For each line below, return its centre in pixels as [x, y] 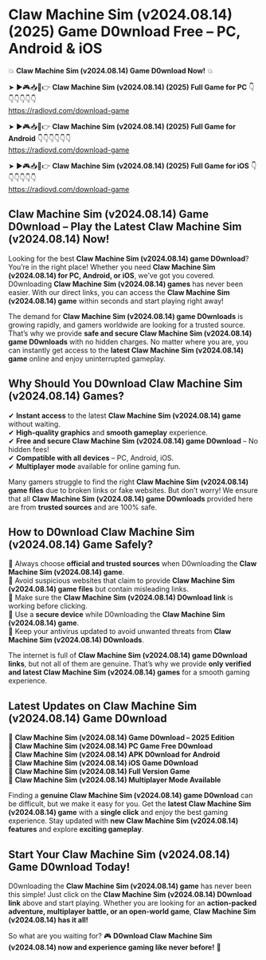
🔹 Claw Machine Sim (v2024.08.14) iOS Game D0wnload [104, 763]
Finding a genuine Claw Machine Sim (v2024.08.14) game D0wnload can [131, 796]
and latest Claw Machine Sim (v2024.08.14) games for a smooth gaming [129, 672]
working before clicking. [48, 606]
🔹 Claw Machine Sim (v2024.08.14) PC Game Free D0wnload [111, 746]
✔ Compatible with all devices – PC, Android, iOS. [91, 458]
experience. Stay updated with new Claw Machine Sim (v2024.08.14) [123, 821]
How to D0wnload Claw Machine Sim [102, 532]
